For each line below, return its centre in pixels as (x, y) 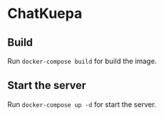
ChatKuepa (45, 14)
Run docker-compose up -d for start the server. (82, 104)
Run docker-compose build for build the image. (82, 61)
